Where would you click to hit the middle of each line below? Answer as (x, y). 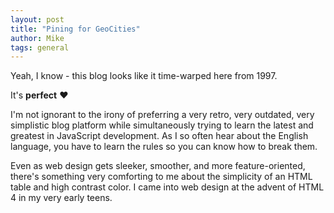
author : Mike (37, 38)
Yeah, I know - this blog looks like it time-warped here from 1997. (144, 76)
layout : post (37, 19)
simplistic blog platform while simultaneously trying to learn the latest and (162, 125)
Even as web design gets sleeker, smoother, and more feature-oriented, (158, 166)
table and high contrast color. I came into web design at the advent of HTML (167, 187)
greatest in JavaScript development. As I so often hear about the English (159, 136)
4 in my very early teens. (61, 198)
